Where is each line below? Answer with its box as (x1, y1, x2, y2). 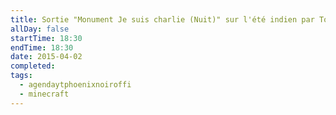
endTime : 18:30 (10, 42, 74, 53)
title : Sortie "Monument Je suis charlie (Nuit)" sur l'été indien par (10, 14, 315, 25)
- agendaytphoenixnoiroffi (19, 80, 132, 90)
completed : (10, 61, 56, 71)
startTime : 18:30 (10, 33, 83, 43)
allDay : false (10, 24, 70, 34)
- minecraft (19, 89, 70, 99)
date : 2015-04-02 (10, 52, 83, 62)
